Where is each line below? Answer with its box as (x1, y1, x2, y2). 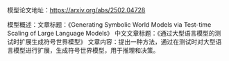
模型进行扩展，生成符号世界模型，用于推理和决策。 (12, 47, 160, 54)
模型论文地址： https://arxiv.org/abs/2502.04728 (7, 6, 146, 14)
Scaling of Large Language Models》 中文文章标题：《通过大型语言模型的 (7, 29, 215, 37)
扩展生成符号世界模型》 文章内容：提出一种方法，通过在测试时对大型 (19, 38, 216, 46)
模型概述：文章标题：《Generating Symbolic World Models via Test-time (7, 21, 212, 29)
